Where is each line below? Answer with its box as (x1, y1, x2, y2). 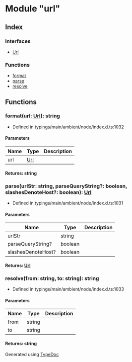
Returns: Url (5, 262, 31, 269)
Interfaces (5, 38, 31, 45)
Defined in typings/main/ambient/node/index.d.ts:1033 (12, 286, 124, 292)
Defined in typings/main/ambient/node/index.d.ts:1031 (12, 200, 123, 206)
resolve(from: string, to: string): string (5, 274, 99, 281)
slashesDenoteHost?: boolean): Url (5, 188, 92, 195)
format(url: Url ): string (5, 112, 61, 119)
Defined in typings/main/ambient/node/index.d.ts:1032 (12, 124, 124, 130)
